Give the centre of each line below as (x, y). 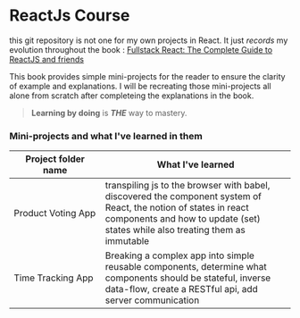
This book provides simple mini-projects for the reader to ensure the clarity (147, 76)
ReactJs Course (70, 16)
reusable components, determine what (186, 267)
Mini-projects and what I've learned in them (106, 136)
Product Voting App (55, 213)
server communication (152, 300)
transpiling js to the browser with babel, (187, 186)
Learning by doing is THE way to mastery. (109, 113)
